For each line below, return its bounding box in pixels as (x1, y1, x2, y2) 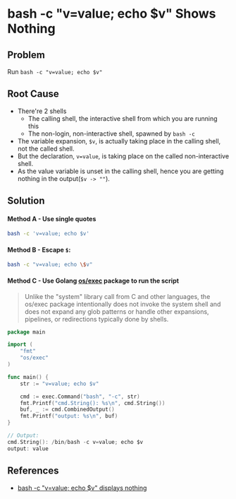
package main (7, 328, 46, 336)
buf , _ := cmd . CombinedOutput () (20, 406, 115, 413)
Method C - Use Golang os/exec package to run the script (7, 276, 180, 285)
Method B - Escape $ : (7, 245, 71, 254)
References (7, 465, 59, 477)
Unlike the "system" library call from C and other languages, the (24, 292, 211, 300)
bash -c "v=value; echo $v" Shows (7, 6, 216, 22)
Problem (7, 49, 46, 61)
